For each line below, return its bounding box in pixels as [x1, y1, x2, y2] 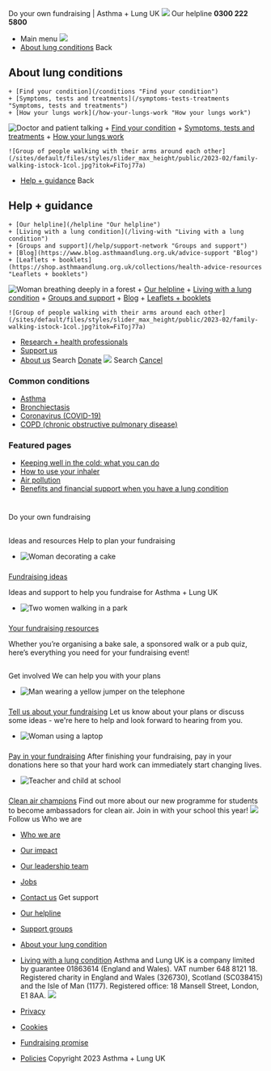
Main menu [19, 34, 58, 44]
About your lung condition [19, 939, 108, 949]
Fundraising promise [19, 1037, 89, 1048]
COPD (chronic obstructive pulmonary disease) [19, 419, 178, 429]
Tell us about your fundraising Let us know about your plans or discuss [8, 707, 245, 716]
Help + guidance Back [19, 175, 95, 185]
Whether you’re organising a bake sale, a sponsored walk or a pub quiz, [8, 639, 248, 648]
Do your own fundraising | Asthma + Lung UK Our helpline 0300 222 [8, 9, 248, 18]
